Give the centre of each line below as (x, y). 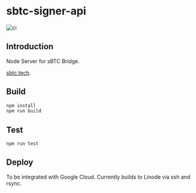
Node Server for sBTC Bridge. (43, 61)
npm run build (24, 111)
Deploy (20, 163)
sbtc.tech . (19, 73)
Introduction (30, 47)
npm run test (22, 144)
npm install (21, 106)
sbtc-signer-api (46, 11)
